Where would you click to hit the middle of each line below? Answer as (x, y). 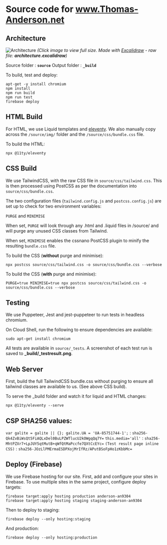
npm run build (20, 93)
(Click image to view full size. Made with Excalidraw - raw (97, 50)
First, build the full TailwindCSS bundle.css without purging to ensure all (80, 381)
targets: (14, 487)
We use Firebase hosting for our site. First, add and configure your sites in (82, 476)
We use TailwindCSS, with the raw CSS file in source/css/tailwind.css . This (84, 180)
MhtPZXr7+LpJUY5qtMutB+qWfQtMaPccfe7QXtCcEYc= (55, 444)
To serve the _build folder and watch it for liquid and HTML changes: (76, 396)
